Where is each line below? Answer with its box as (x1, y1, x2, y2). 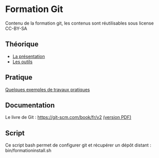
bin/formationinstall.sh (5, 147, 52, 153)
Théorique (5, 40, 39, 49)
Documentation (5, 101, 55, 109)
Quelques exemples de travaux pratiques (5, 86, 90, 92)
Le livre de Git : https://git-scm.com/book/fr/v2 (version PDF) (5, 114, 131, 120)
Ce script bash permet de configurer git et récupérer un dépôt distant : (5, 142, 151, 148)
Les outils (12, 59, 33, 65)
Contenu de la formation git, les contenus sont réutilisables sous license (5, 20, 154, 26)
